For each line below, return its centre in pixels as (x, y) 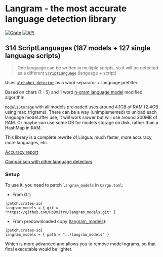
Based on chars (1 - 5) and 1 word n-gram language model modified (74, 92)
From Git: (21, 194)
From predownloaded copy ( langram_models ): (59, 222)
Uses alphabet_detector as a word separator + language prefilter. (72, 82)
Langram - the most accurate (66, 9)
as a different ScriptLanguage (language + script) (67, 73)
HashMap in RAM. (23, 128)
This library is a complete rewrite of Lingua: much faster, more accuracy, (79, 137)
